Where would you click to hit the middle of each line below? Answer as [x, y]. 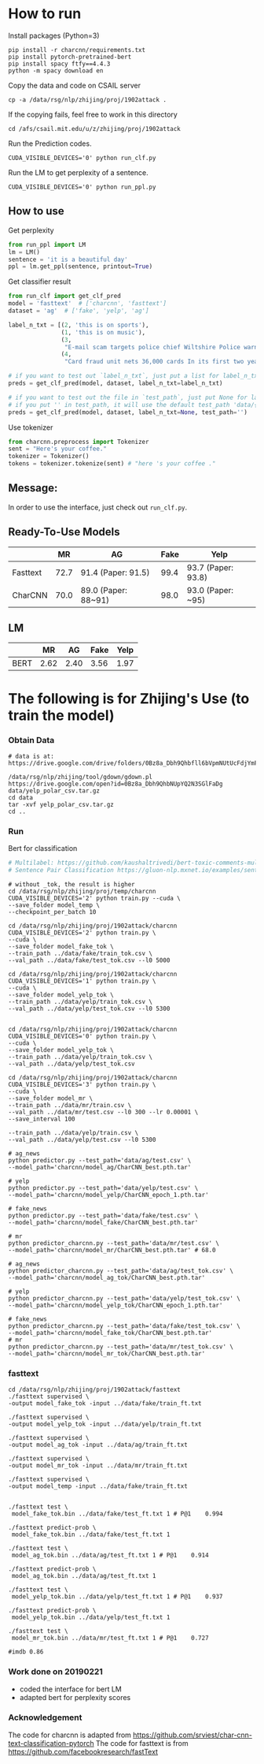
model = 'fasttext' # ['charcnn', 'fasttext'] [88, 304]
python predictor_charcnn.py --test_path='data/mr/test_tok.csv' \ [121, 1346]
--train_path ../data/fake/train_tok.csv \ [81, 953]
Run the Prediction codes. [50, 144]
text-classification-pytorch [51, 1743]
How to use [36, 211]
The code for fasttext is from [142, 1743]
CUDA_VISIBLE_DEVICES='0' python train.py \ [82, 1036]
